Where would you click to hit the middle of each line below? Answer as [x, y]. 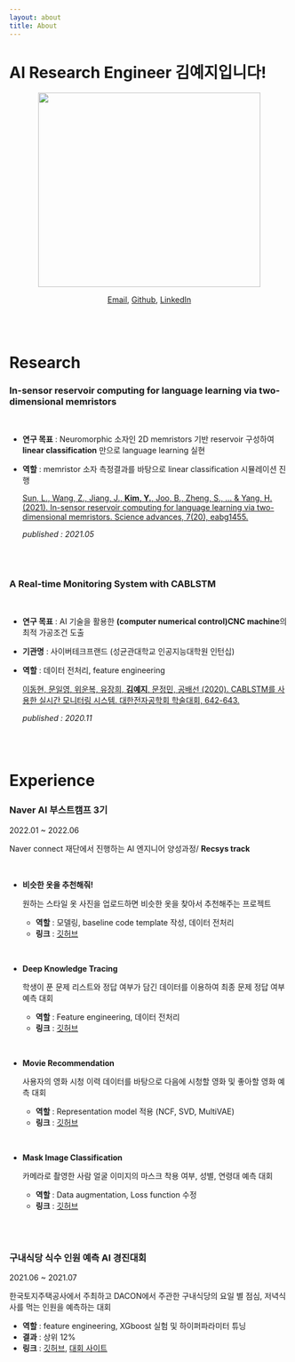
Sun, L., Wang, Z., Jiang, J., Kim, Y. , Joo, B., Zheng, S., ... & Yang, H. [147, 498]
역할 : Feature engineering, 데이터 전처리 [108, 1017]
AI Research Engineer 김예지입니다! [138, 72]
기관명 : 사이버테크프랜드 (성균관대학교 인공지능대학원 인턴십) [128, 652]
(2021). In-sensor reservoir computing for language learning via [138, 507]
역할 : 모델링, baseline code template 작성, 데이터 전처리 [135, 922]
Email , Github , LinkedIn [149, 300]
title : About [33, 26]
